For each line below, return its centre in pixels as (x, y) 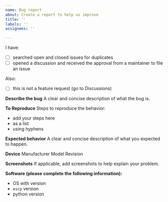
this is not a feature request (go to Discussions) (62, 89)
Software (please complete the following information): (64, 174)
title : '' (16, 19)
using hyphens (28, 129)
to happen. (16, 144)
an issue (21, 69)
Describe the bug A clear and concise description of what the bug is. (78, 99)
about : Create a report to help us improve (52, 15)
